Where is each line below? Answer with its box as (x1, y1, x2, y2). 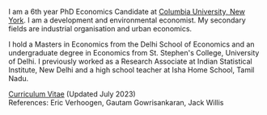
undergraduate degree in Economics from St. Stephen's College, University (8, 48, 260, 57)
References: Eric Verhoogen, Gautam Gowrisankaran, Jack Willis (8, 98, 224, 107)
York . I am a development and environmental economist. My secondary (8, 15, 247, 25)
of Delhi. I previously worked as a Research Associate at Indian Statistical (8, 56, 252, 66)
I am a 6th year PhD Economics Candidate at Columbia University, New (8, 7, 245, 16)
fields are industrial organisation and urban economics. (8, 24, 193, 33)
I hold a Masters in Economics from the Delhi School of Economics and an (8, 39, 255, 49)
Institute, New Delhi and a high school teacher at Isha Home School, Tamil (8, 65, 255, 75)
